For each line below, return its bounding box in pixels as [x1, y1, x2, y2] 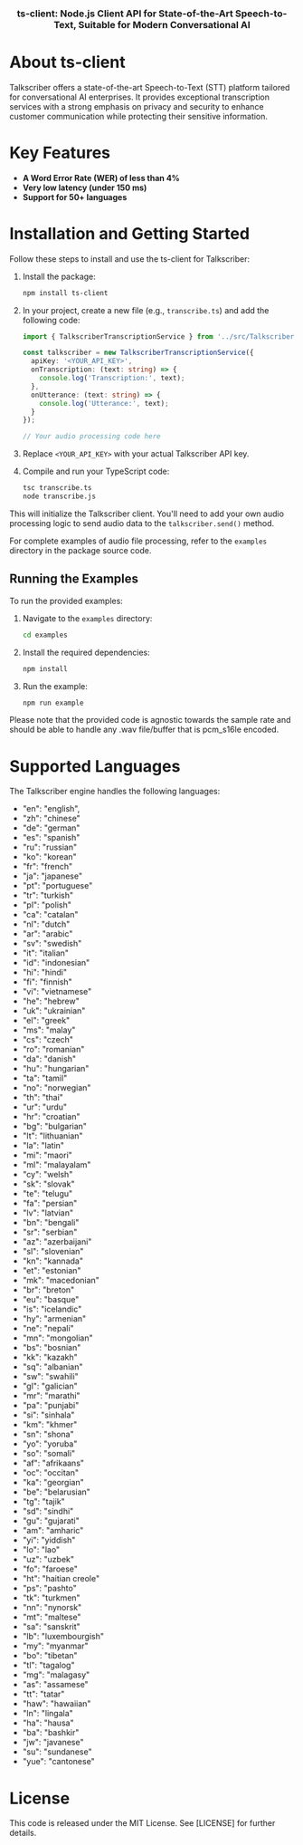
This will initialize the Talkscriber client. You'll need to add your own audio [9, 508, 285, 519]
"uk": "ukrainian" [22, 1005, 86, 1016]
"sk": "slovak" [22, 1178, 75, 1189]
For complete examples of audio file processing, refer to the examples [9, 535, 268, 546]
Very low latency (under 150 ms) [22, 182, 147, 193]
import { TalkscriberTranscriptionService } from [22, 332, 214, 341]
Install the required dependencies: [22, 647, 151, 658]
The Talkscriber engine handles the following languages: [9, 786, 221, 797]
